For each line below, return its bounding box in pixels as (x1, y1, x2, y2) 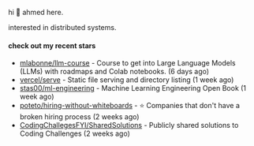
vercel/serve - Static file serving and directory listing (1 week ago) (19, 75, 234, 84)
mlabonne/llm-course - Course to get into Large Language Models (19, 58, 236, 68)
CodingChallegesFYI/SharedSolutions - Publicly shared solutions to (19, 121, 239, 130)
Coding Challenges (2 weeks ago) (19, 129, 130, 138)
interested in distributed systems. (8, 23, 117, 32)
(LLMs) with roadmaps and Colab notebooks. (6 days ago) (19, 67, 210, 77)
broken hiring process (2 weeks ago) (19, 112, 140, 122)
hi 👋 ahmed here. (8, 8, 64, 17)
